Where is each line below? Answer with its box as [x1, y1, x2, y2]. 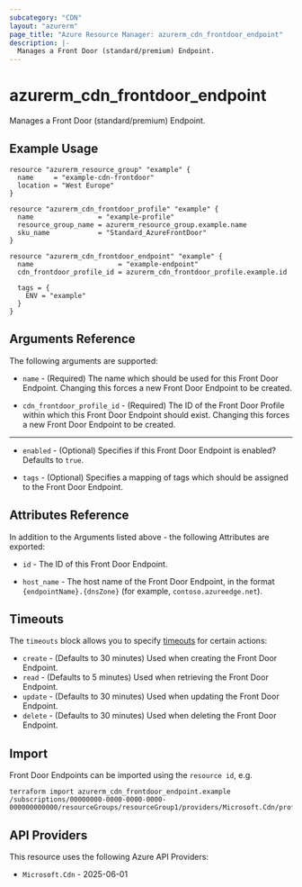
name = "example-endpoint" [17, 259, 200, 268]
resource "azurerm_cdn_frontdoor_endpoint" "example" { [9, 251, 223, 261]
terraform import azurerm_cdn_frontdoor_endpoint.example [9, 787, 231, 797]
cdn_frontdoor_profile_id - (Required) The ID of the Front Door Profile [22, 400, 285, 411]
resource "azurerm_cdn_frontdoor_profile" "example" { [9, 204, 219, 213]
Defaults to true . [22, 454, 84, 465]
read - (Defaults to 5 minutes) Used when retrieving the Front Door [22, 672, 270, 683]
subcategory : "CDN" [9, 13, 83, 23]
